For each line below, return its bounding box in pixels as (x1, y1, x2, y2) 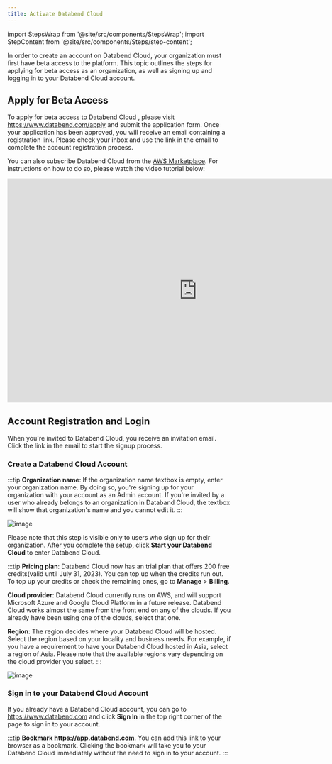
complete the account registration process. (7, 143, 133, 152)
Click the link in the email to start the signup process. (7, 441, 162, 450)
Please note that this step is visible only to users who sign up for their (7, 533, 211, 541)
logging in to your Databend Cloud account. (7, 74, 135, 82)
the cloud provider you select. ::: (7, 657, 102, 665)
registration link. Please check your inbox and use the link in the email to (7, 135, 218, 144)
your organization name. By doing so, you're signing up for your (7, 483, 194, 492)
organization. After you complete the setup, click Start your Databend (7, 541, 213, 549)
